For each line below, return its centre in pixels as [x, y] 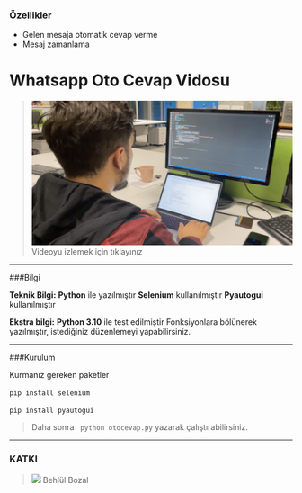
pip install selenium [50, 393]
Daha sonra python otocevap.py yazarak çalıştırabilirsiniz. [140, 427]
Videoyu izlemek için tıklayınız [87, 252]
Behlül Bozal [66, 480]
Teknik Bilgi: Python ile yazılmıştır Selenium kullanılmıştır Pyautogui [136, 295]
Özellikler [31, 15]
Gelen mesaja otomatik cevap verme [90, 35]
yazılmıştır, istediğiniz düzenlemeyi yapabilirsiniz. [100, 332]
